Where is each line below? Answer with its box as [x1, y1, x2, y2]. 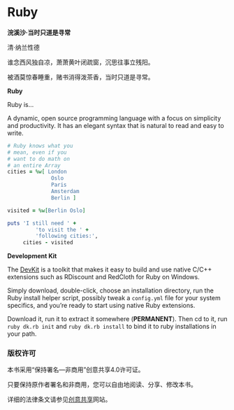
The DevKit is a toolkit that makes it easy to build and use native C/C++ [7, 265, 212, 274]
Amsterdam [51, 188, 80, 195]
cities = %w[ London [7, 169, 68, 176]
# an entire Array [7, 162, 61, 169]
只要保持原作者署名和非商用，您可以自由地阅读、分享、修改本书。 [7, 381, 197, 389]
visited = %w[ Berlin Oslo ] [7, 207, 86, 214]
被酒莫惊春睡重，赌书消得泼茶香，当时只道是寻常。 [7, 73, 154, 81]
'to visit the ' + [35, 226, 89, 233]
